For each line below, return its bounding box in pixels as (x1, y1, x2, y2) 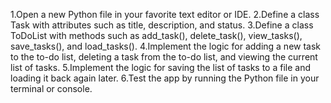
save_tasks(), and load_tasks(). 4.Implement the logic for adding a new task (10, 40, 322, 52)
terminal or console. (10, 83, 93, 94)
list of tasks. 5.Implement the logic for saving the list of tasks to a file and (10, 62, 312, 73)
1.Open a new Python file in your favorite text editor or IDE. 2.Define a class (10, 9, 320, 20)
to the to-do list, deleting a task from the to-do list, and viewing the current (10, 51, 318, 63)
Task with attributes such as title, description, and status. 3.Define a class (10, 19, 314, 31)
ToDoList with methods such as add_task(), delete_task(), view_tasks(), (10, 30, 303, 41)
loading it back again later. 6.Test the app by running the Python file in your (10, 72, 320, 84)
